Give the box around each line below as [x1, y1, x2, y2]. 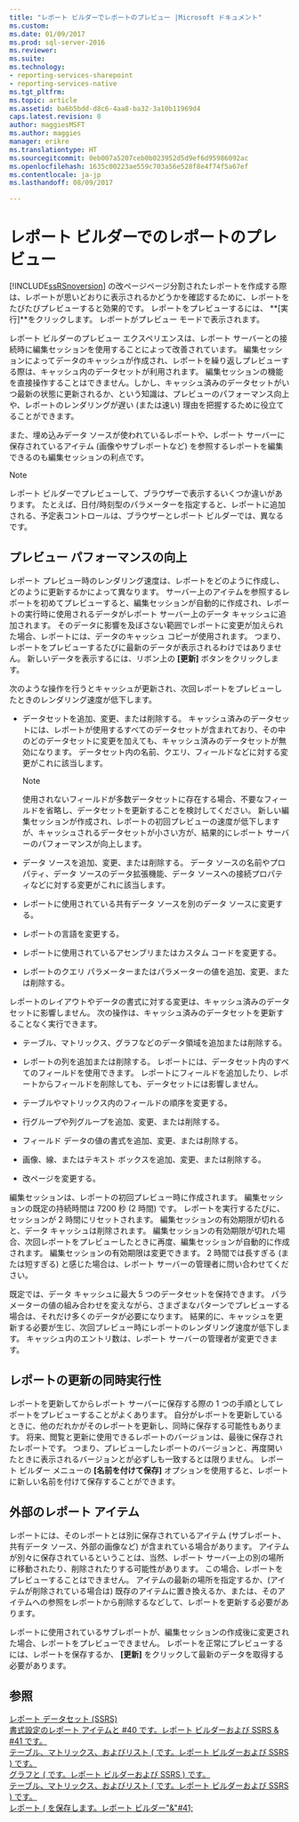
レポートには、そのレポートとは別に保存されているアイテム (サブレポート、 [9, 1529, 287, 1540]
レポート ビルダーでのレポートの [9, 228, 246, 247]
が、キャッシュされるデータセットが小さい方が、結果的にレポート [21, 826, 264, 837]
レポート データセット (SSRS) [9, 1713, 118, 1724]
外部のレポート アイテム [9, 1504, 140, 1520]
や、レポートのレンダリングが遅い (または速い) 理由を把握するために [9, 399, 261, 410]
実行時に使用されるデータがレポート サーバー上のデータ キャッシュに [24, 609, 279, 619]
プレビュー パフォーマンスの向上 [9, 550, 188, 565]
